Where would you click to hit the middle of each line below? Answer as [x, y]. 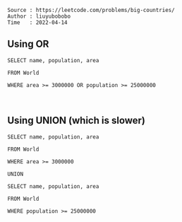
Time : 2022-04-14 [38, 23]
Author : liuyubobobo [39, 16]
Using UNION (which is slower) [77, 121]
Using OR [28, 44]
